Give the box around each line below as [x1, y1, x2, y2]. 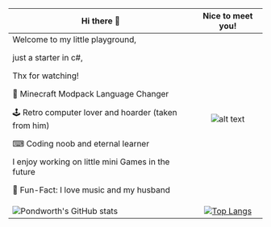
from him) [12, 120, 50, 131]
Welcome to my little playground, [12, 34, 137, 45]
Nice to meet [202, 10, 253, 21]
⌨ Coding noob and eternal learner [12, 138, 150, 149]
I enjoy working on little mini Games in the [12, 156, 170, 167]
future [12, 167, 36, 177]
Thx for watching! [12, 70, 79, 81]
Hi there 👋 [81, 15, 121, 27]
